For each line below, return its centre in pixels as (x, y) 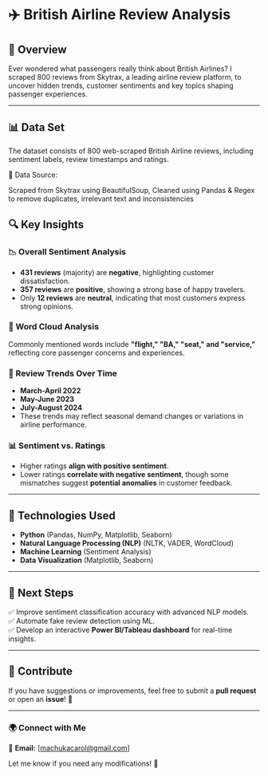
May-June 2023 (47, 400)
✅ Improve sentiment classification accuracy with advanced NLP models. (128, 612)
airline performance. (53, 425)
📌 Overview (37, 49)
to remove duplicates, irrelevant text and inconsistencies (101, 199)
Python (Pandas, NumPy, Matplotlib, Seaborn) (96, 535)
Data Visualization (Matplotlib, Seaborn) (87, 560)
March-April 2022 (50, 391)
